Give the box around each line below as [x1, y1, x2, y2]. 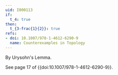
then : [5, 21, 17, 27]
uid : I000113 [5, 7, 33, 13]
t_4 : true [10, 17, 31, 22]
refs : [5, 31, 17, 36]
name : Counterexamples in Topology [10, 41, 85, 46]
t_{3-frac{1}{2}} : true [10, 26, 60, 31]
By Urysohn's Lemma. [5, 54, 52, 60]
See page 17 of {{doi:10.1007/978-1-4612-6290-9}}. [5, 64, 113, 70]
